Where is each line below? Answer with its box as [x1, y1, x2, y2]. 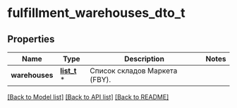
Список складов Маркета [90, 66, 178, 76]
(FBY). [90, 75, 111, 84]
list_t [59, 66, 77, 76]
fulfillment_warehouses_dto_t [7, 5, 186, 21]
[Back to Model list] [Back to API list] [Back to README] [7, 93, 169, 101]
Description [124, 54, 164, 64]
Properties [7, 33, 55, 45]
